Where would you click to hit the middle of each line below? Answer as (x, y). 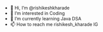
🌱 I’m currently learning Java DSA (46, 19)
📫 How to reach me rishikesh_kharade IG (54, 24)
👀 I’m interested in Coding (37, 13)
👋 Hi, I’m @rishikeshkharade (40, 8)
